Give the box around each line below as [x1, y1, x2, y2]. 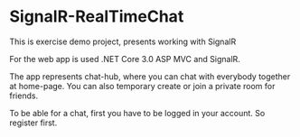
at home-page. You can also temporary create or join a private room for [9, 80, 276, 91]
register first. [9, 117, 58, 128]
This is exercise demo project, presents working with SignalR [9, 36, 237, 47]
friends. [9, 90, 39, 101]
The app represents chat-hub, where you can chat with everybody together [9, 70, 291, 82]
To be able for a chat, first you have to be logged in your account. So [9, 107, 266, 118]
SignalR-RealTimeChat [9, 6, 184, 27]
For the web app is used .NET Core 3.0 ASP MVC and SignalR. [9, 53, 241, 64]
